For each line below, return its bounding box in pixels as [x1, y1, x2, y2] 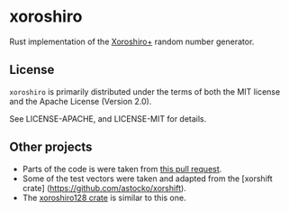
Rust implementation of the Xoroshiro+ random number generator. [9, 36, 255, 47]
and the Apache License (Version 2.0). [9, 96, 152, 106]
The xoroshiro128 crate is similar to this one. [22, 192, 186, 203]
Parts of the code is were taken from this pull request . [22, 163, 222, 174]
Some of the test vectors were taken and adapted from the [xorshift [22, 173, 273, 184]
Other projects [9, 140, 93, 155]
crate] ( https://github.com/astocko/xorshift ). [22, 182, 186, 193]
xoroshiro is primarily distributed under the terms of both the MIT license [9, 86, 281, 96]
